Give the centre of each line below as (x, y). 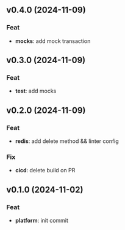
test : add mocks (36, 91)
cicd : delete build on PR (45, 171)
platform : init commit (42, 221)
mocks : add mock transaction (53, 41)
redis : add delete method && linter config (67, 141)
